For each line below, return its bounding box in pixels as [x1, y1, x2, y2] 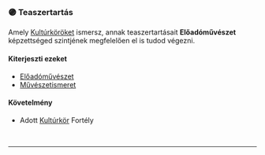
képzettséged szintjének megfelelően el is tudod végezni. [8, 36, 196, 46]
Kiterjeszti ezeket [8, 54, 67, 63]
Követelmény [8, 98, 53, 108]
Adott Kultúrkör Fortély [19, 115, 95, 124]
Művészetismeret [19, 79, 77, 89]
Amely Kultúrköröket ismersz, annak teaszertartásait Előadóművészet [8, 28, 237, 37]
